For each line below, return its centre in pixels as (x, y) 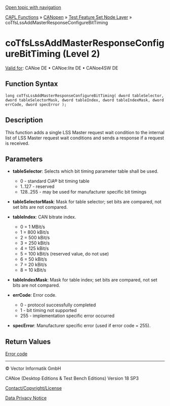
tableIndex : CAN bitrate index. (44, 217)
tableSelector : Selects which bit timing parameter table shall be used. (85, 171)
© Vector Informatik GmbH (33, 368)
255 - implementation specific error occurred (67, 316)
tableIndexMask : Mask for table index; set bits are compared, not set (85, 280)
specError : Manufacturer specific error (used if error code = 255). (81, 326)
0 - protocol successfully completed (58, 305)
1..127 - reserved (37, 186)
